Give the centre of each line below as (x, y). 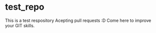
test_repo (25, 7)
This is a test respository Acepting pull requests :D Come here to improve (78, 20)
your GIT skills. (20, 25)
